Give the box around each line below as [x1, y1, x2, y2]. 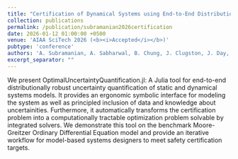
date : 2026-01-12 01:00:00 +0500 [7, 30, 106, 37]
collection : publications [7, 17, 84, 24]
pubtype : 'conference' [7, 43, 74, 50]
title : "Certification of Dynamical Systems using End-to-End [7, 10, 195, 18]
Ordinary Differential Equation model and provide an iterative [32, 128, 209, 136]
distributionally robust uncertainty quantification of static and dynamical [7, 83, 217, 92]
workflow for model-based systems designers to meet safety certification [7, 136, 222, 144]
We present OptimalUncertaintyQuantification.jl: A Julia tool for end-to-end [7, 76, 227, 84]
